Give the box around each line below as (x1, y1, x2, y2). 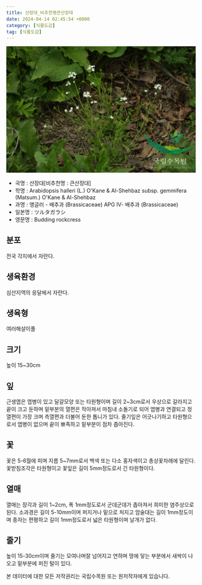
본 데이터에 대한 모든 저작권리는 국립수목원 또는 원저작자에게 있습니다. (6, 572, 170, 580)
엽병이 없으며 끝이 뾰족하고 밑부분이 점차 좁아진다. (17, 420, 135, 427)
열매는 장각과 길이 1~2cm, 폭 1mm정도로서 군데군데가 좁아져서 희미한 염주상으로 (6, 501, 194, 508)
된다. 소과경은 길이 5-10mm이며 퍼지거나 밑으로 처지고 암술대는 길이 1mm (6, 509, 179, 516)
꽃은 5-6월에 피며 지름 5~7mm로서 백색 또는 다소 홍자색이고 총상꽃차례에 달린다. (6, 457, 195, 464)
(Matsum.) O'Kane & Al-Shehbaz (14, 193, 96, 201)
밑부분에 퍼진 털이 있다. (17, 560, 72, 567)
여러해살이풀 (6, 325, 36, 332)
